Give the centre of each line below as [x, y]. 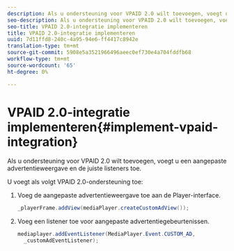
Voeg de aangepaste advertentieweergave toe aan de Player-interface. [119, 195]
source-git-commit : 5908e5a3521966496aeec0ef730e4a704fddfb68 [99, 53]
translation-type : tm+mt [43, 46]
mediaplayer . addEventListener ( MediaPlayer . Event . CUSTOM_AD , [106, 234]
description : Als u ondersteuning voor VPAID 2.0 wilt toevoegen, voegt [115, 14]
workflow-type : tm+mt [39, 59]
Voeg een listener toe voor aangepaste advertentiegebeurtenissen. [114, 221]
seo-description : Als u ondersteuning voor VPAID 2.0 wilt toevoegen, [112, 20]
